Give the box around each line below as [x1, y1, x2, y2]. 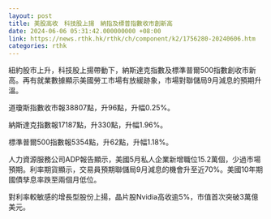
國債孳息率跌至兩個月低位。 [8, 175, 101, 185]
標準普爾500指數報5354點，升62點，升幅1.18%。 [8, 137, 174, 147]
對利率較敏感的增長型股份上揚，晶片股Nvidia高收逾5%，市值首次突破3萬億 [8, 192, 259, 202]
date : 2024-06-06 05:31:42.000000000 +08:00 [8, 27, 161, 35]
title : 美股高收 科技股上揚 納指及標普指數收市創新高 [8, 19, 173, 28]
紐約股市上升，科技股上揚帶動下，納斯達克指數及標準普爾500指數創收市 [8, 66, 249, 75]
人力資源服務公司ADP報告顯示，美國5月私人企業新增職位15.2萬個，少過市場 [8, 155, 261, 165]
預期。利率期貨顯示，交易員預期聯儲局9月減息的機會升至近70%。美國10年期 [8, 165, 264, 174]
